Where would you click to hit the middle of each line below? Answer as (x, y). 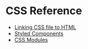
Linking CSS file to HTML (45, 27)
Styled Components (39, 33)
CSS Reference (44, 11)
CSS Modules (31, 40)
